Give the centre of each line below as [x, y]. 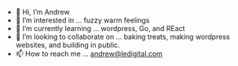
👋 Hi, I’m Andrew [42, 12]
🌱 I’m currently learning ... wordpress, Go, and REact [100, 28]
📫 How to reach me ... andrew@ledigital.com [89, 54]
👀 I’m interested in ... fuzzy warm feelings [82, 20]
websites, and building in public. [68, 45]
